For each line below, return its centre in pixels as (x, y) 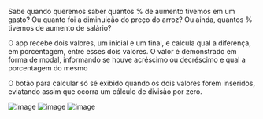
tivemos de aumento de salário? (60, 28)
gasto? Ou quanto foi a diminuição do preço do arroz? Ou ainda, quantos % (130, 20)
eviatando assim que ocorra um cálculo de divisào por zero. (105, 92)
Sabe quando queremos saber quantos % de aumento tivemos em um (122, 11)
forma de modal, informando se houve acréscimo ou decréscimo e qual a (127, 59)
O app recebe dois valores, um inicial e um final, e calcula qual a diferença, (130, 43)
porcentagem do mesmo (48, 68)
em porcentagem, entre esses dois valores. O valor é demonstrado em (123, 51)
